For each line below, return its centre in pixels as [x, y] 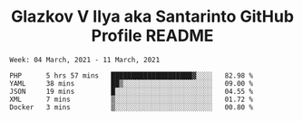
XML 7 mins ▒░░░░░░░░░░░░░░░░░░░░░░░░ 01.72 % [132, 99]
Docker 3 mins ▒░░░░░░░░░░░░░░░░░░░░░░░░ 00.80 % [132, 107]
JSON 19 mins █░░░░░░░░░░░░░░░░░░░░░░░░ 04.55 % [132, 91]
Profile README [152, 36]
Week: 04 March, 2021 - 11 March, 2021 [85, 60]
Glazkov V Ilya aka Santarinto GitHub [152, 17]
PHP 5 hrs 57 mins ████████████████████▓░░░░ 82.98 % [132, 75]
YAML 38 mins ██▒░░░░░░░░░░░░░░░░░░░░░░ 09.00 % [132, 83]
